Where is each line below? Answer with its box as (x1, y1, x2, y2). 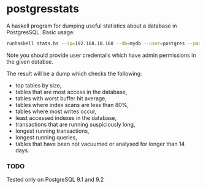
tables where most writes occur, (15, 108, 97, 115)
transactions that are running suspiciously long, (15, 120, 135, 128)
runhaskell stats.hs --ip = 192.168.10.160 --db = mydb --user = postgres (6, 40, 185, 46)
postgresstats (6, 2, 80, 16)
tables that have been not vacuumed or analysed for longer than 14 (15, 140, 185, 147)
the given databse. (6, 57, 54, 65)
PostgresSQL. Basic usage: (6, 28, 75, 35)
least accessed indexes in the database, (15, 114, 117, 121)
